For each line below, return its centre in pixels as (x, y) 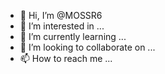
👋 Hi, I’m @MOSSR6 (61, 15)
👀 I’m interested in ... (62, 26)
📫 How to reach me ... (66, 58)
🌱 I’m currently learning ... (73, 36)
